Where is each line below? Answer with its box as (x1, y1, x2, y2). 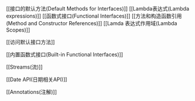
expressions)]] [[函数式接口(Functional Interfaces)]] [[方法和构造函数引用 (6, 12, 182, 19)
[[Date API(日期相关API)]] (6, 76, 68, 83)
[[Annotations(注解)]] (6, 89, 57, 95)
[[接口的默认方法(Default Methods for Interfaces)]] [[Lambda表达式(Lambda (6, 5, 190, 12)
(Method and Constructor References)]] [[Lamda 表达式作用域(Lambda (6, 20, 177, 26)
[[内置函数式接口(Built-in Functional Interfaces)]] (6, 51, 123, 58)
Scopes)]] (6, 26, 31, 33)
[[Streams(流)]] (6, 63, 43, 70)
